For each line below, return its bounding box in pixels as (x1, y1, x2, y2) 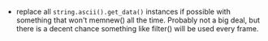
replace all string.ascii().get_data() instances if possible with (15, 7, 231, 16)
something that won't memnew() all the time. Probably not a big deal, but (15, 15, 261, 25)
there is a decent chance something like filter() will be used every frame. (15, 24, 259, 33)
